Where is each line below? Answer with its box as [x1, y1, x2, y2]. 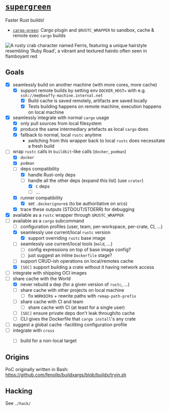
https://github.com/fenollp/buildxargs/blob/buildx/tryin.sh [5, 372, 127, 378]
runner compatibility [20, 194, 63, 201]
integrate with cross [12, 327, 55, 334]
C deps [35, 183, 50, 189]
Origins [5, 353, 30, 361]
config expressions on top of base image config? [28, 246, 131, 253]
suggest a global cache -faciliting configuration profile [12, 322, 128, 328]
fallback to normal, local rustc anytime [20, 132, 102, 138]
